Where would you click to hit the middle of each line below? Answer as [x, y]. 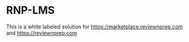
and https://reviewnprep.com [42, 33]
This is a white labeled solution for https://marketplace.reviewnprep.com [94, 27]
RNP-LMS [31, 10]
